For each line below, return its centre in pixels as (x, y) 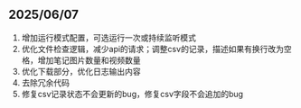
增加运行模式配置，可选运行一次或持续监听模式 (108, 37)
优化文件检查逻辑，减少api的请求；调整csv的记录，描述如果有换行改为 (152, 49)
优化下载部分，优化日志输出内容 (81, 71)
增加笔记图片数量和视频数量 (89, 60)
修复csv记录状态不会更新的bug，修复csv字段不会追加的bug (132, 94)
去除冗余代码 (45, 82)
